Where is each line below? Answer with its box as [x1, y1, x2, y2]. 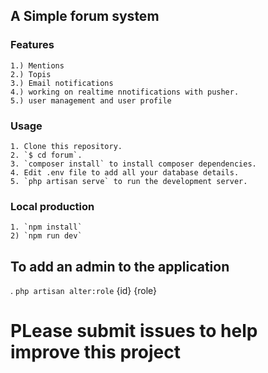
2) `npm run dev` [10, 231, 83, 241]
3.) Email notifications [10, 78, 114, 88]
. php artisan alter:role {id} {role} [10, 285, 158, 297]
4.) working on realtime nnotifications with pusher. [10, 87, 240, 97]
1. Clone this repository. [10, 141, 123, 151]
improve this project [10, 341, 181, 364]
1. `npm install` [10, 222, 83, 233]
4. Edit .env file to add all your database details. [10, 167, 240, 178]
